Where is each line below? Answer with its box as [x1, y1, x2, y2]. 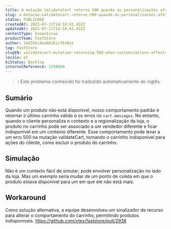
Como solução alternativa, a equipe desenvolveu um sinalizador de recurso [5, 207, 164, 213]
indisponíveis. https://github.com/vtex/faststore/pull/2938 [5, 217, 127, 224]
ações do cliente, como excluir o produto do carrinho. [5, 139, 118, 146]
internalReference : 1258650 [5, 64, 65, 69]
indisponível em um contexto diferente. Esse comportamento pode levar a [5, 128, 160, 135]
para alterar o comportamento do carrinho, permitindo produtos [5, 212, 139, 218]
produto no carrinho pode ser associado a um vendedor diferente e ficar [5, 123, 158, 129]
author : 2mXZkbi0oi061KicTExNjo [5, 41, 74, 46]
